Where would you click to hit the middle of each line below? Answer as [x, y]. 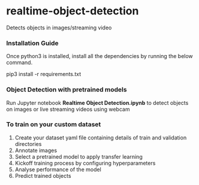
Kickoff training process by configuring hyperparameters [85, 163]
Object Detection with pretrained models [67, 90]
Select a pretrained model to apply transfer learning [79, 156]
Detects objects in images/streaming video [59, 28]
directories [28, 144]
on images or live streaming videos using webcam [68, 109]
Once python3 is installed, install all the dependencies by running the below [99, 56]
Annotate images [36, 150]
